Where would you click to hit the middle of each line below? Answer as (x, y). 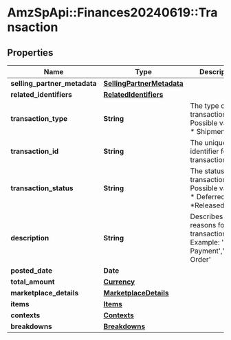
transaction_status (42, 188)
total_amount (33, 282)
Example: (205, 242)
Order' (200, 259)
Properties (30, 53)
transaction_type (39, 118)
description (30, 238)
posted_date (32, 271)
